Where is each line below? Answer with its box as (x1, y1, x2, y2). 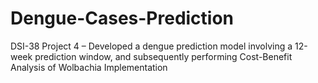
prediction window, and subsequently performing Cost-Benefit (34, 50, 293, 62)
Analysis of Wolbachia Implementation (10, 61, 168, 73)
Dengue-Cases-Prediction (10, 7, 235, 30)
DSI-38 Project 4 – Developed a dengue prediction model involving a (10, 40, 293, 52)
